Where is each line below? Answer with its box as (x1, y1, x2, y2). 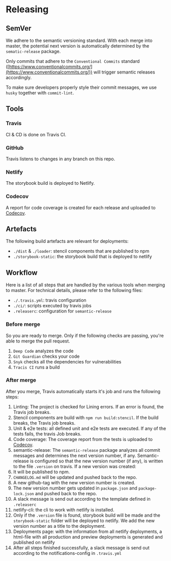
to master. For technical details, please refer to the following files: (6, 287, 143, 294)
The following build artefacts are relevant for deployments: (6, 238, 129, 245)
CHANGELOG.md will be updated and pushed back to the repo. (13, 474, 137, 480)
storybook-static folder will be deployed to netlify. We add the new (13, 517, 155, 524)
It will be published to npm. (13, 469, 70, 475)
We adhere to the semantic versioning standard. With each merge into (6, 37, 153, 43)
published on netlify (13, 539, 55, 545)
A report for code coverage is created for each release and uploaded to (6, 204, 156, 210)
